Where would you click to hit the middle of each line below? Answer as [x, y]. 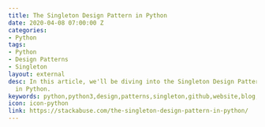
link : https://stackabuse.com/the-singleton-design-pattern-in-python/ [128, 111]
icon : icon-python [38, 103]
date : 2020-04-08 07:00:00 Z [56, 23]
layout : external [37, 74]
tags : [17, 45]
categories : [28, 30]
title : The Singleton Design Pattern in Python [88, 15]
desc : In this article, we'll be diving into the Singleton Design [121, 81]
